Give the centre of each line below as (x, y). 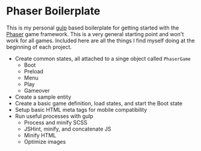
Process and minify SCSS (55, 122)
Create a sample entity (43, 97)
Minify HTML (40, 135)
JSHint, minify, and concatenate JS (67, 129)
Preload (34, 71)
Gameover (37, 90)
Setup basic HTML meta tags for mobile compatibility (81, 109)
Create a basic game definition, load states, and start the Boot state (98, 103)
